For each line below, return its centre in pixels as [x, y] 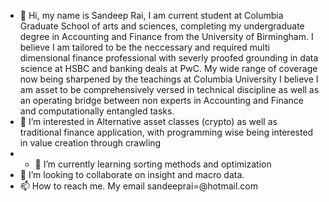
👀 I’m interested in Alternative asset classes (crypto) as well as [148, 121]
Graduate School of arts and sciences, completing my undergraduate [162, 26]
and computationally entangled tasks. [97, 111]
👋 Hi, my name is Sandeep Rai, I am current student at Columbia [151, 15]
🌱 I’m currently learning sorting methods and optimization [153, 164]
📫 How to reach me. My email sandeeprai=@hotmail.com [139, 186]
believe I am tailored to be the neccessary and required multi [144, 47]
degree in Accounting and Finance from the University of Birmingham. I [166, 36]
